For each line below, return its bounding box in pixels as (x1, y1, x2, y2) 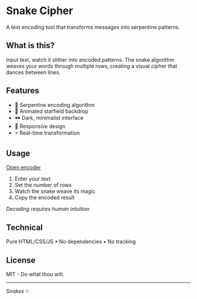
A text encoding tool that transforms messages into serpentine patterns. (6, 23, 181, 31)
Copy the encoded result (14, 194, 75, 201)
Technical (6, 222, 43, 233)
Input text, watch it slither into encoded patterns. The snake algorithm (6, 56, 175, 63)
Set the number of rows (14, 182, 72, 189)
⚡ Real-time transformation (14, 129, 80, 136)
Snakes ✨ (6, 288, 30, 294)
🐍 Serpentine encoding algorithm (14, 101, 95, 108)
